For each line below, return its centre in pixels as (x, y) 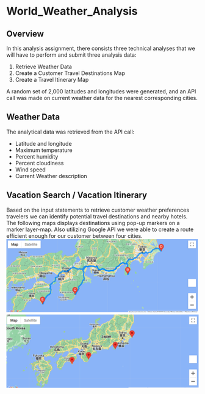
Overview (25, 34)
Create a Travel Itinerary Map (52, 80)
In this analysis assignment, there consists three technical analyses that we (101, 48)
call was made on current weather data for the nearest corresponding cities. (102, 98)
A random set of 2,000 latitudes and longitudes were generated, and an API (101, 91)
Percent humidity (37, 156)
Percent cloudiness (39, 163)
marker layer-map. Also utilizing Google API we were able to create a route (100, 229)
